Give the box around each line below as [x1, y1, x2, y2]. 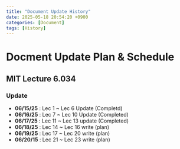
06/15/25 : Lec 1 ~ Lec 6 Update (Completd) [14, 105, 123, 112]
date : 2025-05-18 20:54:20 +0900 [6, 14, 89, 20]
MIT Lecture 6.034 [6, 74, 76, 84]
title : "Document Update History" [6, 8, 91, 15]
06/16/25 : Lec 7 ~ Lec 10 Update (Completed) [14, 111, 129, 118]
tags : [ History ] [6, 25, 46, 31]
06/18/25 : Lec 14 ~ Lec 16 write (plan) [14, 124, 110, 131]
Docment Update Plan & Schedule [6, 51, 175, 64]
